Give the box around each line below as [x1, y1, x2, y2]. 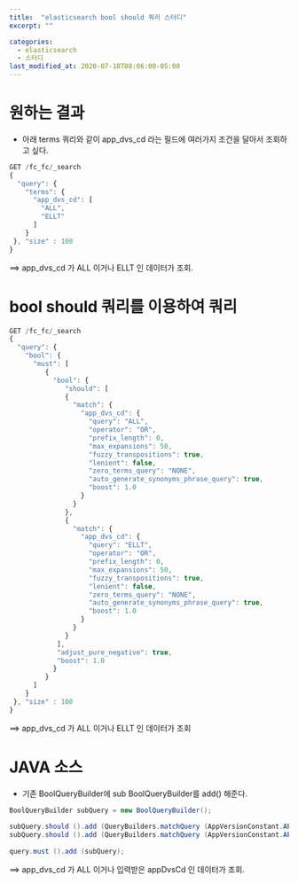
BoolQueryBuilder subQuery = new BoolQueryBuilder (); [9, 806, 213, 815]
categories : [9, 37, 53, 46]
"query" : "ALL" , [88, 418, 149, 426]
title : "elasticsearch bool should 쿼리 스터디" [9, 12, 187, 22]
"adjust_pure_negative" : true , [56, 648, 173, 657]
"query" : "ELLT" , [88, 541, 153, 550]
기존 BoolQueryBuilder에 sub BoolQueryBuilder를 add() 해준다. [21, 788, 248, 799]
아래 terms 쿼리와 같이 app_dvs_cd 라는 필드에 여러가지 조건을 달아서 [21, 134, 264, 145]
